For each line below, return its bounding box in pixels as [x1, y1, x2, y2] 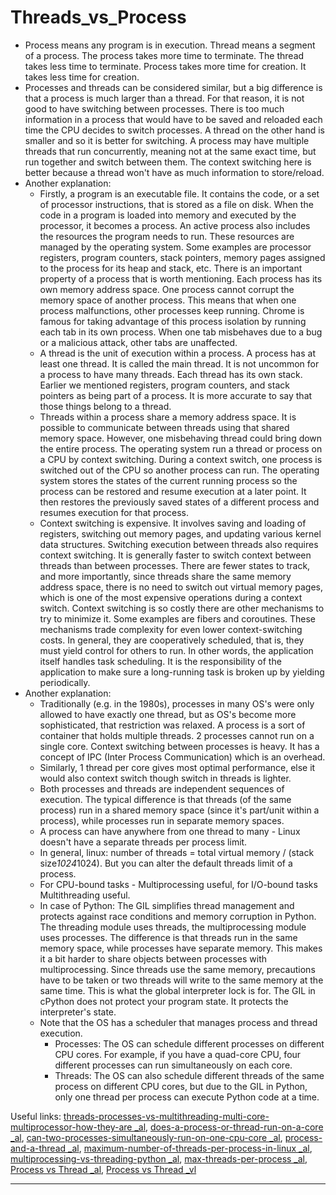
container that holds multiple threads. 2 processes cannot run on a [39, 729, 315, 741]
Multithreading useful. [39, 889, 131, 901]
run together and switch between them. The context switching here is [24, 156, 312, 168]
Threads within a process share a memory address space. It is [39, 411, 297, 423]
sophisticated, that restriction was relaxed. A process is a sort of [39, 719, 306, 731]
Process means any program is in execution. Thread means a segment [24, 39, 316, 51]
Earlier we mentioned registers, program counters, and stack [39, 379, 290, 391]
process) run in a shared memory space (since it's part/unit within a [39, 804, 320, 816]
